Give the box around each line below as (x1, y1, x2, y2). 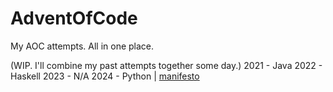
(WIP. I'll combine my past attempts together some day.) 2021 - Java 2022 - (10, 59, 323, 71)
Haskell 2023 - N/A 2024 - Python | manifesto (10, 70, 200, 82)
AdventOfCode (10, 7, 138, 30)
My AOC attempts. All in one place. (10, 40, 155, 52)
